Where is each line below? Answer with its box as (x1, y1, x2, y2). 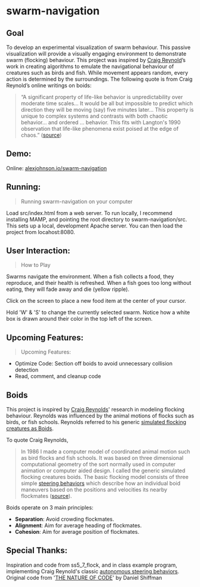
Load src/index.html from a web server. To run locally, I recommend (6, 209, 173, 216)
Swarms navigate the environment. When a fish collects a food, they (6, 273, 174, 280)
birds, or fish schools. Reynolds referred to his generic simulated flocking (6, 419, 187, 426)
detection (14, 366, 39, 374)
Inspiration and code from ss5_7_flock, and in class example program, (6, 561, 177, 568)
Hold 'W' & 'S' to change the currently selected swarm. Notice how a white (6, 309, 190, 316)
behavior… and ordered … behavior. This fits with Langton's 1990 (20, 119, 181, 126)
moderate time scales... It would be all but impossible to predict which (20, 100, 193, 107)
